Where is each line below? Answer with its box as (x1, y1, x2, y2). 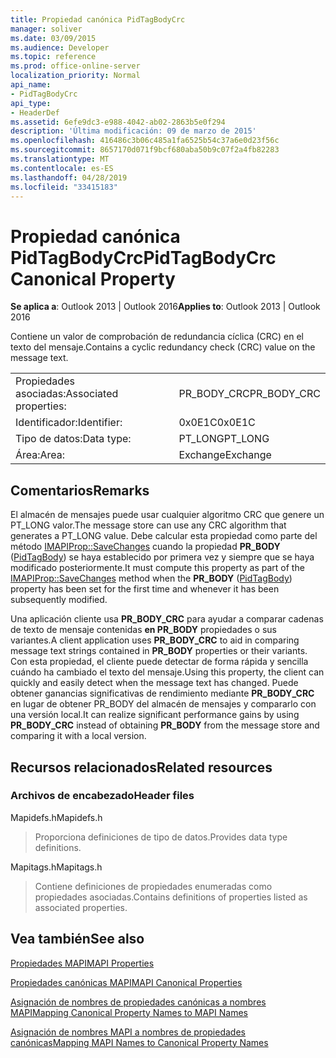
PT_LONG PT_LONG (178, 432, 270, 446)
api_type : (10, 98, 52, 108)
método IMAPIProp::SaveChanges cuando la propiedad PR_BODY (10, 541, 281, 553)
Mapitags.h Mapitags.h (10, 861, 103, 873)
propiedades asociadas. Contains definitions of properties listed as (34, 891, 308, 903)
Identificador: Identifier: (15, 416, 123, 430)
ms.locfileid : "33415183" (10, 182, 118, 192)
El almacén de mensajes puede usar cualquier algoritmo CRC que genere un (10, 509, 325, 521)
